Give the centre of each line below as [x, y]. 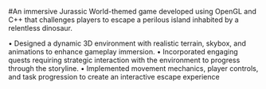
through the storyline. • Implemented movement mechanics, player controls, [133, 69]
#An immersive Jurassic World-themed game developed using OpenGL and [133, 11]
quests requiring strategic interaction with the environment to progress [124, 60]
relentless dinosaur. [41, 28]
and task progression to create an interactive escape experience [114, 77]
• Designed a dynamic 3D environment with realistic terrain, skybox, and [127, 43]
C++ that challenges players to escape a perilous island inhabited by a [123, 20]
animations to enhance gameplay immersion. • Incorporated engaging [123, 52]
